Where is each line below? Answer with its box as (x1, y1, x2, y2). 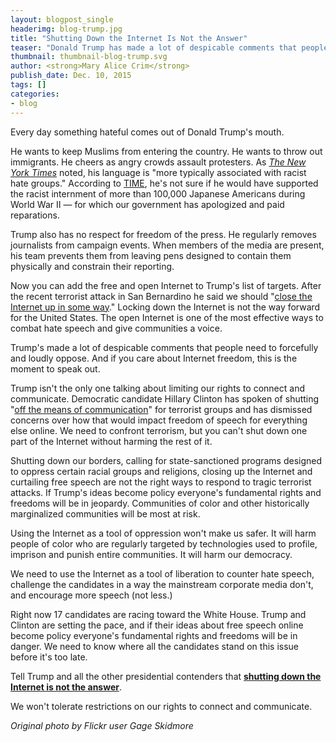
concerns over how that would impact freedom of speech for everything (10, 414, 308, 426)
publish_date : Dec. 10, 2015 (10, 71, 132, 81)
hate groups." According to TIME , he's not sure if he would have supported (10, 177, 319, 189)
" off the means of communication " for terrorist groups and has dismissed (10, 403, 313, 415)
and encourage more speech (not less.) (10, 589, 173, 601)
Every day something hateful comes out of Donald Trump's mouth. (10, 126, 285, 138)
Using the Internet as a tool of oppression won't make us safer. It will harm (10, 527, 317, 539)
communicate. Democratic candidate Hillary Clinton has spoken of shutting (10, 392, 320, 405)
